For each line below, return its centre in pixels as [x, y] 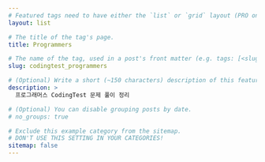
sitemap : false [33, 146]
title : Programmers [40, 44]
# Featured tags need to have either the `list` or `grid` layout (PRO [128, 15]
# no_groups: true [38, 117]
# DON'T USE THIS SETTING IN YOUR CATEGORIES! [86, 138]
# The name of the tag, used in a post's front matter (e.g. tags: [121, 59]
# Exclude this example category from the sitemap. [95, 131]
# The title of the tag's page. [61, 37]
